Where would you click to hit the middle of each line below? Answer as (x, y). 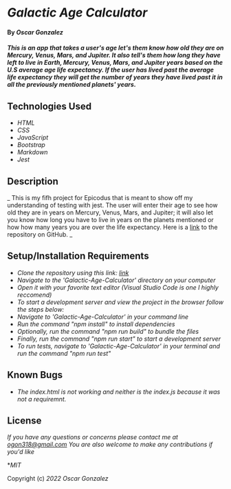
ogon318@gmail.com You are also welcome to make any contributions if (110, 445)
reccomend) (34, 295)
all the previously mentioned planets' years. (71, 85)
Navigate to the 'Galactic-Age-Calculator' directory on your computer (116, 280)
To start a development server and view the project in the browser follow (120, 302)
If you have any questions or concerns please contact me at (93, 437)
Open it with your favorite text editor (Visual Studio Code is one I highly (118, 287)
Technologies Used (49, 106)
